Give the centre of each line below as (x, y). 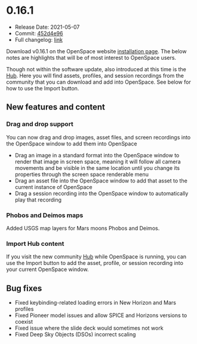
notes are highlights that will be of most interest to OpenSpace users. (91, 57)
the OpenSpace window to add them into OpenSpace (72, 144)
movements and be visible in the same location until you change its (97, 168)
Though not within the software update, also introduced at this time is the (96, 69)
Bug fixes (24, 288)
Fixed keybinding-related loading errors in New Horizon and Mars (95, 303)
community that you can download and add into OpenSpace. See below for (98, 82)
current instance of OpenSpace (53, 187)
